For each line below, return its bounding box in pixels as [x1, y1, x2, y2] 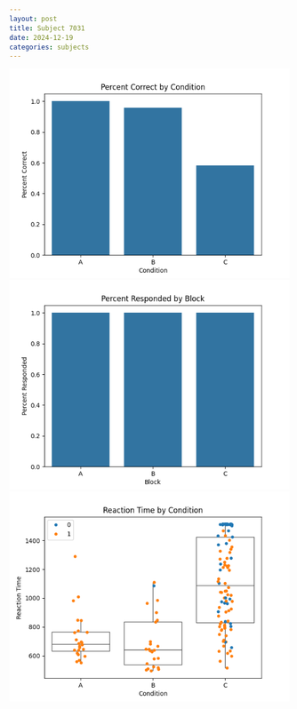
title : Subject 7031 [9, 23, 86, 33]
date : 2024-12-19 [9, 33, 74, 42]
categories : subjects [9, 43, 90, 52]
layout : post [9, 14, 58, 23]
